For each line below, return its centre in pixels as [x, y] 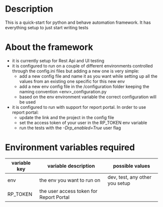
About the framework [49, 47]
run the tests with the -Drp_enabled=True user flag [70, 128]
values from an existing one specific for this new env [72, 81]
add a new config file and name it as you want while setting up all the [88, 76]
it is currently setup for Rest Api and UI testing [58, 60]
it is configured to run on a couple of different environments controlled [82, 66]
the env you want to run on [70, 180]
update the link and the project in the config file [67, 117]
